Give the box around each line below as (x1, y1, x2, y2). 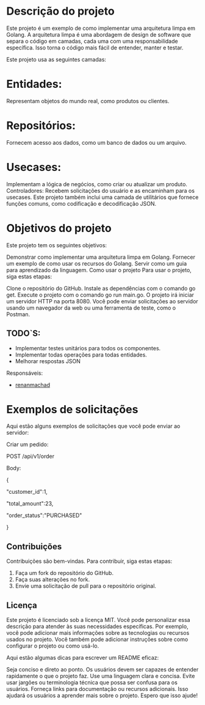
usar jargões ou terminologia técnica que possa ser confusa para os (6, 679, 178, 686)
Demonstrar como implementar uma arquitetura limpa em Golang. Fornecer (6, 253, 195, 261)
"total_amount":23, (6, 500, 54, 507)
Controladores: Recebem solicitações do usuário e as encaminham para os (6, 187, 195, 194)
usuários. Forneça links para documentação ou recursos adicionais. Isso (6, 685, 189, 693)
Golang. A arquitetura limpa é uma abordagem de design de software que (6, 31, 191, 38)
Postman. (6, 310, 31, 318)
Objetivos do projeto (6, 221, 112, 235)
